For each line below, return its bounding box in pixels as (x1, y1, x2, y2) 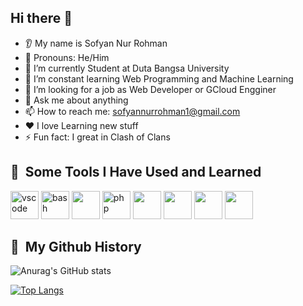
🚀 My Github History (10, 239, 142, 256)
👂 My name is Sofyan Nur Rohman (24, 37, 168, 49)
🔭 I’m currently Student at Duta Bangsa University (24, 62, 230, 74)
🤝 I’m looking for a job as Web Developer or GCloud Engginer (24, 83, 277, 95)
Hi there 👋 (10, 10, 73, 27)
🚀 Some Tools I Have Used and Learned (10, 164, 262, 181)
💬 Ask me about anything (24, 94, 129, 106)
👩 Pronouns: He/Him (24, 51, 110, 63)
